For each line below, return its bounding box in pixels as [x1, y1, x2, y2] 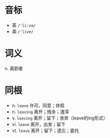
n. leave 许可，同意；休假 [11, 102, 65, 108]
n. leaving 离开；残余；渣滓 [11, 108, 69, 114]
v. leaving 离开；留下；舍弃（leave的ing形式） [11, 115, 108, 121]
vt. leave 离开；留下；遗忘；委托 [11, 127, 79, 133]
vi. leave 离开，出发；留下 [11, 121, 66, 127]
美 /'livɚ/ [11, 28, 33, 34]
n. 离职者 [4, 65, 23, 71]
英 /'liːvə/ [11, 22, 36, 28]
